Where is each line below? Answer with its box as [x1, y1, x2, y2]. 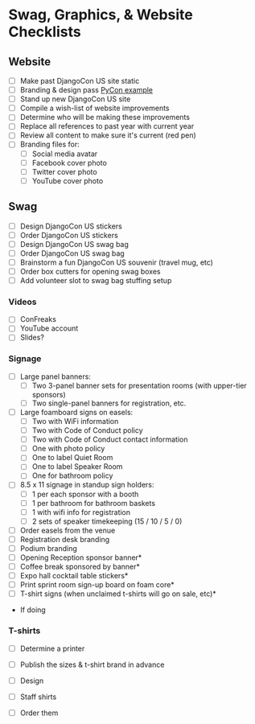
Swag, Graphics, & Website [8, 6, 193, 24]
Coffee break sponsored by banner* [19, 562, 141, 572]
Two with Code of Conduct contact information [31, 434, 188, 444]
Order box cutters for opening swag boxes [19, 266, 161, 276]
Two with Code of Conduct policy [31, 426, 143, 435]
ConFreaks [19, 315, 56, 324]
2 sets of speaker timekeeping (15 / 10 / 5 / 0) [31, 516, 183, 526]
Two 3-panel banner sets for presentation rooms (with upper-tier [31, 381, 247, 390]
